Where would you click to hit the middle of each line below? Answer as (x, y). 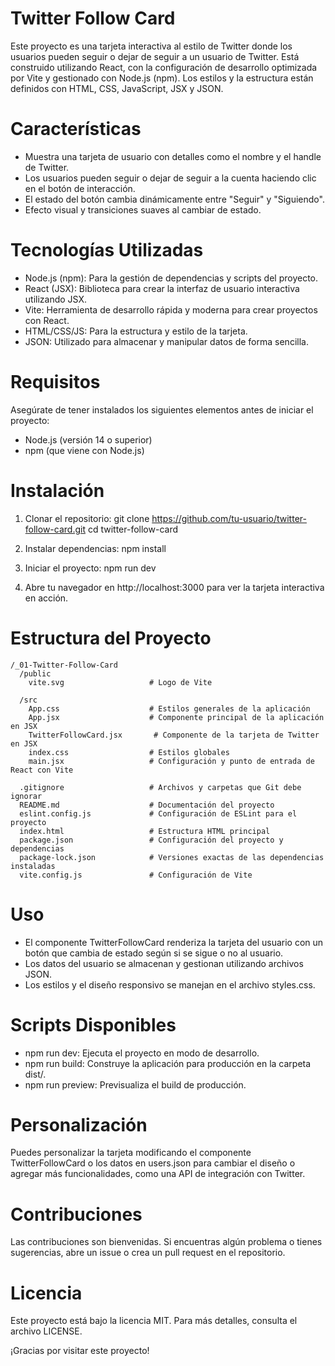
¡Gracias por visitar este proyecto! (80, 1351)
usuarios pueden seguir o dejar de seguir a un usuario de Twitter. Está (155, 56)
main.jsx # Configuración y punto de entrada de (171, 761)
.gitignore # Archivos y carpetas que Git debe (160, 787)
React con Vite (42, 770)
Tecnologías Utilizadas (107, 250)
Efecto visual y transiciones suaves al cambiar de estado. (143, 209)
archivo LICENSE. (46, 1331)
